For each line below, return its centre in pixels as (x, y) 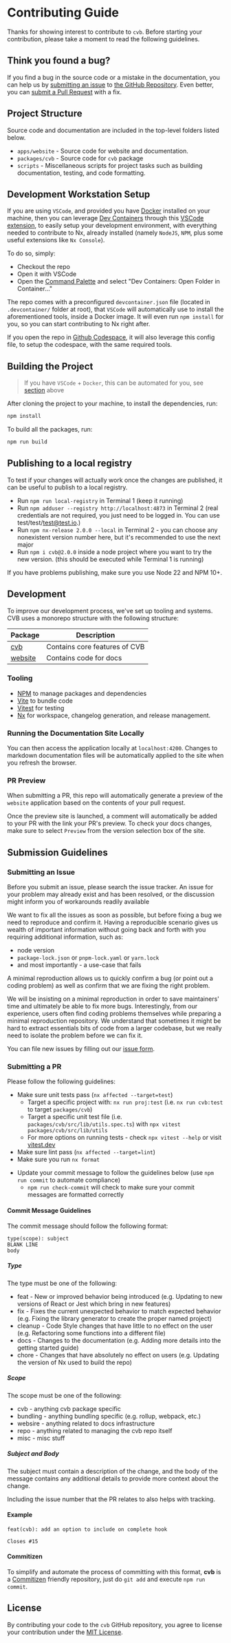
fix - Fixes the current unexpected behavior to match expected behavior (119, 1311)
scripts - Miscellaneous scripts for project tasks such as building (110, 165)
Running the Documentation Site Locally (76, 733)
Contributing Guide (63, 13)
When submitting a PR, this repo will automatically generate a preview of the (115, 796)
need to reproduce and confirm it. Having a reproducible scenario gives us (113, 922)
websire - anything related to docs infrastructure (86, 1423)
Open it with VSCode (47, 274)
